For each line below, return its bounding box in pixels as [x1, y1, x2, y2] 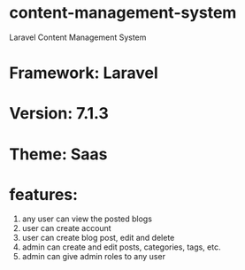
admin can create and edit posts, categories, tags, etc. [21, 242, 221, 252]
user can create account [21, 223, 112, 234]
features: [9, 184, 78, 204]
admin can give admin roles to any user [21, 251, 166, 262]
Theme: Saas [9, 144, 108, 164]
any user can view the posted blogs [21, 213, 153, 224]
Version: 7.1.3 [9, 104, 109, 124]
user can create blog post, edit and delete [21, 233, 175, 243]
